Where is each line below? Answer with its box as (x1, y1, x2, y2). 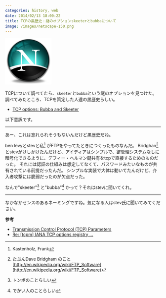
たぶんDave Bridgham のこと (12, 256, 71, 262)
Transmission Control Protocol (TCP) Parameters (12, 226, 112, 232)
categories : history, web (5, 8, 58, 13)
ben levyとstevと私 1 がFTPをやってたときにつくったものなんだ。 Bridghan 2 (5, 142, 159, 148)
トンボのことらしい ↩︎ (12, 277, 57, 283)
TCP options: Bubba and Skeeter (12, 107, 79, 113)
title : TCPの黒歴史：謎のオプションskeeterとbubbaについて (5, 18, 117, 23)
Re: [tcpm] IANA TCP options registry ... (12, 231, 93, 238)
